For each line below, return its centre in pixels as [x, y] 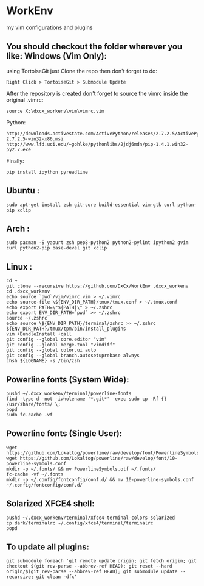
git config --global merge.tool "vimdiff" [61, 345]
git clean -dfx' [57, 577]
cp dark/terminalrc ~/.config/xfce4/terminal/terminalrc [80, 523]
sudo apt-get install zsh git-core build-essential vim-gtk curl [90, 205]
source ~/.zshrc [27, 318]
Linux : [19, 267]
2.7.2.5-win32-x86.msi [35, 139]
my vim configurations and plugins [49, 27]
